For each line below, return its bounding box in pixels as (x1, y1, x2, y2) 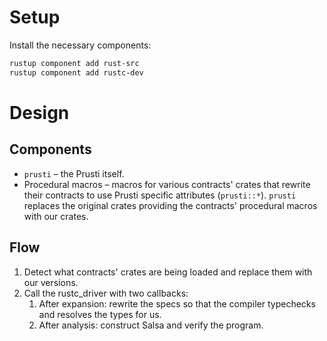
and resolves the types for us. (38, 308, 162, 320)
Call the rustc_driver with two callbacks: (23, 287, 189, 299)
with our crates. (23, 210, 89, 222)
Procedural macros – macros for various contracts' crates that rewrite (23, 178, 311, 190)
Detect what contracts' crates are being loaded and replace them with (23, 266, 313, 278)
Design (9, 101, 70, 124)
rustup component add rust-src (9, 58, 140, 68)
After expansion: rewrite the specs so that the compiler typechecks (38, 297, 316, 310)
